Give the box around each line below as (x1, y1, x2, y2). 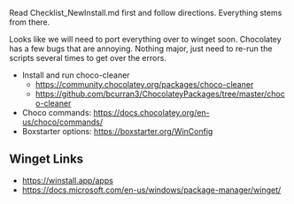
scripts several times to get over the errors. (9, 53, 166, 63)
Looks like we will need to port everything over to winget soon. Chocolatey (9, 34, 282, 44)
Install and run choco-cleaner (21, 70, 130, 80)
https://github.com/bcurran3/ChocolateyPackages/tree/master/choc (35, 88, 285, 99)
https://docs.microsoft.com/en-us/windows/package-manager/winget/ (21, 185, 282, 195)
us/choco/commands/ (21, 117, 104, 127)
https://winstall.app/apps (21, 175, 113, 185)
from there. (9, 17, 50, 27)
